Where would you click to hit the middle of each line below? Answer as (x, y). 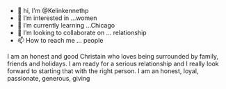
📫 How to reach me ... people (60, 40)
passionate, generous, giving (49, 78)
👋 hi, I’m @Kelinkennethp (53, 11)
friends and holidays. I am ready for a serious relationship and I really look (113, 63)
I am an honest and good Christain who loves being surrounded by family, (113, 56)
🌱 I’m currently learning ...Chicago (66, 25)
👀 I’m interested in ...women (57, 18)
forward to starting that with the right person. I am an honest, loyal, (103, 71)
